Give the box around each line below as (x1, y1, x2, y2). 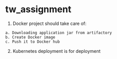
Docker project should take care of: (12, 20, 87, 26)
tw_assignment (5, 4, 72, 15)
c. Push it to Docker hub (5, 39, 60, 44)
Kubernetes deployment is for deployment (12, 48, 101, 54)
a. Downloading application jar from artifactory (5, 30, 112, 35)
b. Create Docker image (5, 35, 56, 40)
